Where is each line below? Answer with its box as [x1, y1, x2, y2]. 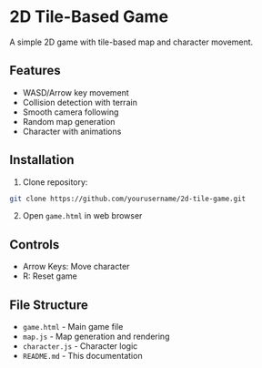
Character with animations [22, 126, 122, 137]
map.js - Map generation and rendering [22, 331, 170, 342]
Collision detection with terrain [22, 97, 138, 107]
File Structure [9, 297, 88, 312]
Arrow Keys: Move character [22, 261, 130, 272]
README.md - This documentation [22, 351, 143, 362]
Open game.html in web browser [22, 210, 143, 221]
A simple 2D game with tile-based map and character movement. [9, 36, 254, 47]
